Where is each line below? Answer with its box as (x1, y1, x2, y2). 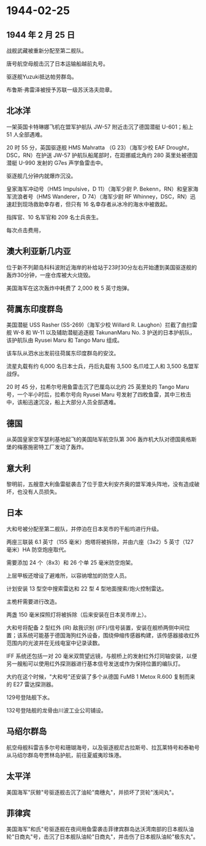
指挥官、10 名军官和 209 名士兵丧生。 (6, 213, 102, 221)
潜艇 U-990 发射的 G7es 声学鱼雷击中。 (6, 159, 107, 166)
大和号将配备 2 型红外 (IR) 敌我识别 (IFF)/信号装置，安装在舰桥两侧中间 (6, 624, 185, 631)
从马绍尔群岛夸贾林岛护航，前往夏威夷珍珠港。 (6, 751, 124, 758)
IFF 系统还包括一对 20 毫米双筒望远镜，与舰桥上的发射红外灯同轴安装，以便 (6, 652, 197, 659)
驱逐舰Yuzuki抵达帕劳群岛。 (6, 73, 78, 80)
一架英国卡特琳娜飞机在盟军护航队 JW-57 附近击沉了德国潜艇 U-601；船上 (6, 123, 194, 130)
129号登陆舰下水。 (6, 693, 53, 701)
